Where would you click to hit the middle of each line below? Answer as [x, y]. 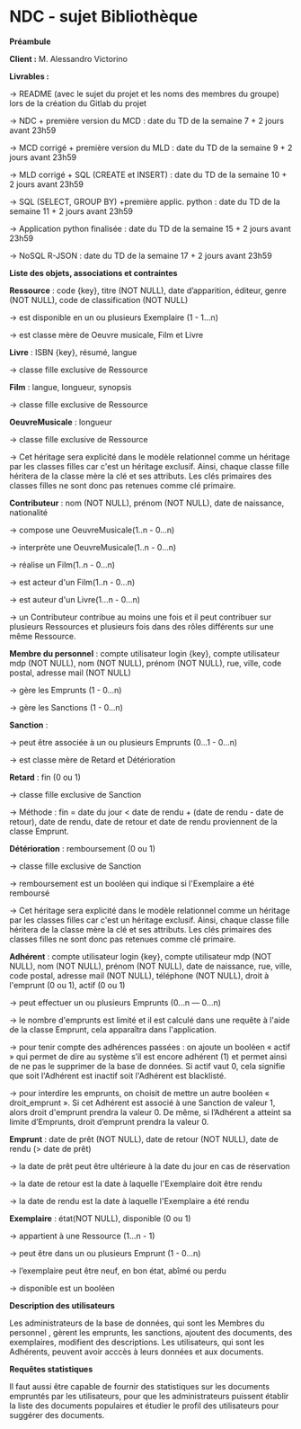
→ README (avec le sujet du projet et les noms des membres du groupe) [145, 94]
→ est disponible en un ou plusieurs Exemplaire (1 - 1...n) [114, 317]
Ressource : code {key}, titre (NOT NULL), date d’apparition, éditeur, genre [148, 290]
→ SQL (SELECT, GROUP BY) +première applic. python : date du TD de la [145, 201]
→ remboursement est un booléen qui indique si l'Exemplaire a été [132, 883]
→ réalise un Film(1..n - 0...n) [62, 565]
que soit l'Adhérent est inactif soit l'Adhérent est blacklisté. [118, 1076]
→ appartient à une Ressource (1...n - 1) [82, 1236]
